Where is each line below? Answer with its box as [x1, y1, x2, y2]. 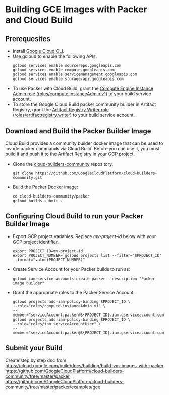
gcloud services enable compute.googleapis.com [12, 67, 115, 72]
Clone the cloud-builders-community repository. [12, 161, 114, 167]
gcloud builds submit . [12, 198, 63, 203]
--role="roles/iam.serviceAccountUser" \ [12, 321, 101, 326]
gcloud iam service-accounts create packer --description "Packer [12, 276, 155, 281]
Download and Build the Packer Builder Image [5, 127, 151, 135]
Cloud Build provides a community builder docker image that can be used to [5, 140, 163, 146]
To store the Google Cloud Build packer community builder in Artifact [12, 101, 156, 107]
